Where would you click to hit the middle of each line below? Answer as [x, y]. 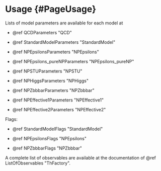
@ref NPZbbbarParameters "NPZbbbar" [53, 90]
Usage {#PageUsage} [51, 9]
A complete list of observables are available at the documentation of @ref [81, 158]
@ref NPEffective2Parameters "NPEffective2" [59, 109]
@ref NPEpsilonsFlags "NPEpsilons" [49, 138]
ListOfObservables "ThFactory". [38, 163]
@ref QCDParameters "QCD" [42, 32]
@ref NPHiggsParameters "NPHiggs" [50, 81]
